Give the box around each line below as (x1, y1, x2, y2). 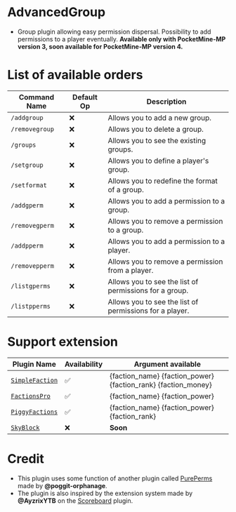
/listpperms (11, 302, 51, 310)
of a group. (107, 184, 144, 194)
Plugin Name (12, 359, 56, 369)
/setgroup (11, 161, 44, 169)
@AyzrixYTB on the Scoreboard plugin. (17, 496, 133, 505)
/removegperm (11, 222, 55, 229)
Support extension (7, 334, 118, 350)
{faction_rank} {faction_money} (109, 379, 213, 389)
